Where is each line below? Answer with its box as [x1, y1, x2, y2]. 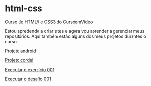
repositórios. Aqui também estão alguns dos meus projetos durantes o [5, 33, 146, 39]
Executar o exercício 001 [5, 66, 55, 72]
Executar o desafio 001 [5, 76, 51, 82]
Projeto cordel [5, 57, 34, 63]
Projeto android [5, 48, 36, 54]
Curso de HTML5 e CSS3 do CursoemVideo [5, 19, 93, 25]
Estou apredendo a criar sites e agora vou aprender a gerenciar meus [5, 28, 145, 34]
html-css [5, 3, 42, 14]
